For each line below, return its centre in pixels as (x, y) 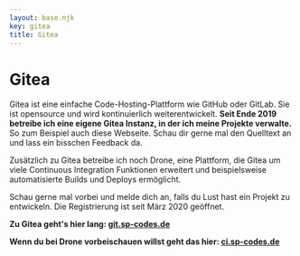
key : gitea (30, 26)
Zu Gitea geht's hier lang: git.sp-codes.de (90, 224)
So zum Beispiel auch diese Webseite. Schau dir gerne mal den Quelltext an (150, 133)
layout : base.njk (42, 18)
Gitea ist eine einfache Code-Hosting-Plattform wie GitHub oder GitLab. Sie (150, 104)
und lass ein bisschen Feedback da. (76, 143)
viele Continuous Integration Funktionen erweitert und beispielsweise (138, 170)
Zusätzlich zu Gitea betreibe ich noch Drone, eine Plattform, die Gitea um (145, 160)
